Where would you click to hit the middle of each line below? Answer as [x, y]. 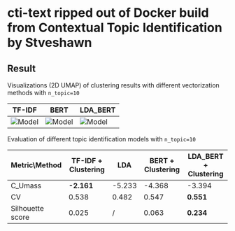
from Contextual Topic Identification [115, 28]
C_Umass [26, 185]
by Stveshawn [50, 43]
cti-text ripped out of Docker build [108, 13]
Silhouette [27, 208]
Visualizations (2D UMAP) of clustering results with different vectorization [114, 85]
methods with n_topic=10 [43, 93]
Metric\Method [36, 165]
